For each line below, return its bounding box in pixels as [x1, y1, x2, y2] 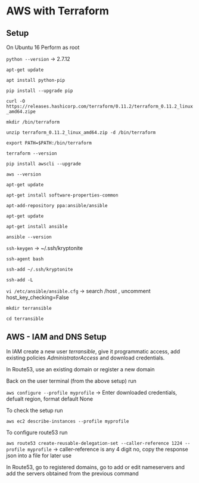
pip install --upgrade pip [6, 88, 73, 94]
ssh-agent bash [6, 256, 44, 262]
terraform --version [6, 150, 58, 156]
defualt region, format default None [6, 395, 94, 402]
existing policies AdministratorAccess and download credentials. [6, 354, 165, 361]
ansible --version [6, 234, 52, 240]
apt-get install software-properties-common [6, 192, 119, 198]
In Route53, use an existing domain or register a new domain [6, 365, 155, 373]
